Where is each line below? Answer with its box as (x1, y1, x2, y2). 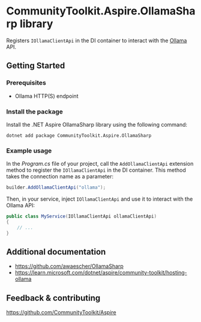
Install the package (6, 107, 63, 115)
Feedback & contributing (6, 293, 101, 303)
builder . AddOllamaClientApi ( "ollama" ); (6, 184, 106, 190)
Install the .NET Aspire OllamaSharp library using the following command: (6, 121, 188, 128)
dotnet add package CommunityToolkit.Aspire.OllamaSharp (6, 132, 152, 139)
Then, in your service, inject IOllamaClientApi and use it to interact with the (6, 195, 193, 202)
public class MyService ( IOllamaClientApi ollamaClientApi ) (6, 213, 157, 220)
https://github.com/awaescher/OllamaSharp (14, 263, 124, 270)
